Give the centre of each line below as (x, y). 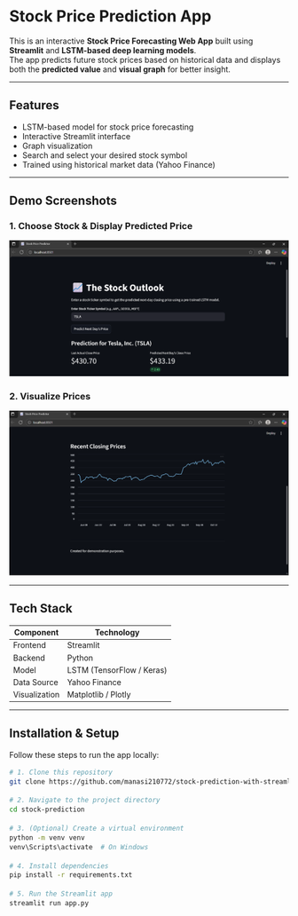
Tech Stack (41, 608)
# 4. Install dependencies (59, 866)
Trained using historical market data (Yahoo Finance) (118, 164)
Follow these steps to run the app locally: (84, 754)
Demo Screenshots (63, 201)
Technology (117, 633)
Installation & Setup (64, 734)
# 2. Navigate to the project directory (85, 801)
